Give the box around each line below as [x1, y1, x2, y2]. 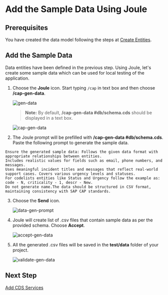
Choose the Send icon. [12, 197, 60, 203]
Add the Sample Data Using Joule [5, 4, 147, 15]
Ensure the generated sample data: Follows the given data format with [5, 149, 158, 154]
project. [12, 247, 29, 253]
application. [5, 75, 30, 81]
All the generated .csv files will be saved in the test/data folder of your [12, 241, 159, 247]
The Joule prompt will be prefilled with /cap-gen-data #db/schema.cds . [12, 134, 163, 140]
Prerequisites [5, 24, 48, 32]
